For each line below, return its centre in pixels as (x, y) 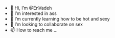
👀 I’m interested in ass (33, 13)
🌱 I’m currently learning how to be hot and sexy (60, 19)
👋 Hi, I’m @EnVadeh (31, 8)
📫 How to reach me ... (34, 30)
